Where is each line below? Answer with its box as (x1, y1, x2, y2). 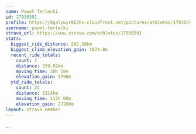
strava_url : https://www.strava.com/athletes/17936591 (5, 30, 142, 36)
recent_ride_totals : (11, 52, 61, 58)
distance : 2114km (16, 90, 59, 96)
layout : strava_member (5, 106, 61, 112)
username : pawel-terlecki (5, 25, 68, 31)
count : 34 (16, 85, 40, 91)
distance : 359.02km (16, 63, 64, 69)
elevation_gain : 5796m (16, 74, 71, 80)
